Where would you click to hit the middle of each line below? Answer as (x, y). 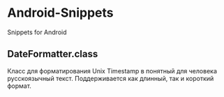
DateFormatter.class (53, 54)
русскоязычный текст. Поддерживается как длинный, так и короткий (111, 78)
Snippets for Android (37, 32)
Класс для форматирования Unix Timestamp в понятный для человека (112, 70)
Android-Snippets (60, 13)
